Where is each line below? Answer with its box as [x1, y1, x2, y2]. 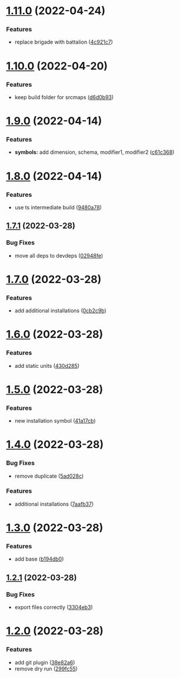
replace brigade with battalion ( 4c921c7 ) [14, 38, 114, 45]
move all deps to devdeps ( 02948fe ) [14, 252, 104, 259]
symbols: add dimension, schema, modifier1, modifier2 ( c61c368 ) [14, 149, 175, 156]
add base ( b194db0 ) [14, 555, 64, 562]
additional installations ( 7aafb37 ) [14, 500, 94, 508]
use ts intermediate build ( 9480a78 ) [14, 203, 102, 210]
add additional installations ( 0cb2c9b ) [14, 307, 107, 314]
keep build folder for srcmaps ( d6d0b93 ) [14, 93, 114, 101]
